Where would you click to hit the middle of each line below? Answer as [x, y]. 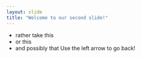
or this [23, 42]
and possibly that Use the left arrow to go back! [75, 48]
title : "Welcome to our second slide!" [57, 18]
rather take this [34, 35]
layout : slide [25, 12]
